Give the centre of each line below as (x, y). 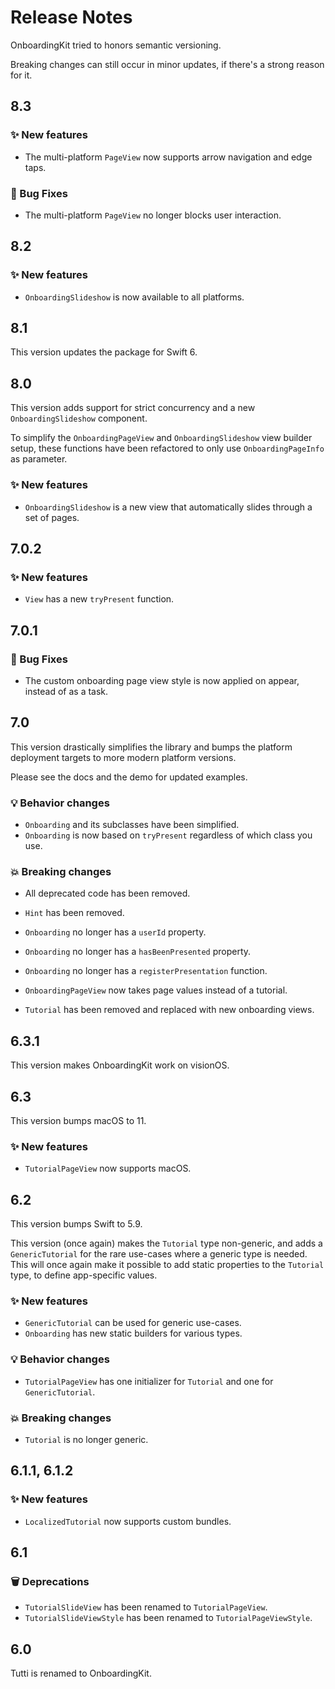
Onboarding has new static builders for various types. (133, 1333)
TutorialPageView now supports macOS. (108, 1168)
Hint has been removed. (74, 913)
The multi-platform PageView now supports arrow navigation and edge (168, 157)
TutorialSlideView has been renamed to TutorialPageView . (146, 1607)
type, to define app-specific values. (84, 1275)
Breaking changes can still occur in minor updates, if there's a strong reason (167, 64)
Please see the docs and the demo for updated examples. (129, 777)
